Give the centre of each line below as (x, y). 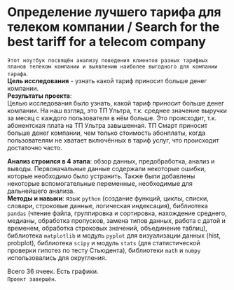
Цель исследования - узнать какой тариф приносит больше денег (107, 80)
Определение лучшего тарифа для (114, 12)
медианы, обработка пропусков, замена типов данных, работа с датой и (116, 220)
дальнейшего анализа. (41, 191)
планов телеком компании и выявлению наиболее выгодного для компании (112, 66)
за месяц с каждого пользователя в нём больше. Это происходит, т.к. (112, 118)
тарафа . (18, 73)
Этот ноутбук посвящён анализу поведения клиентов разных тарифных (108, 60)
